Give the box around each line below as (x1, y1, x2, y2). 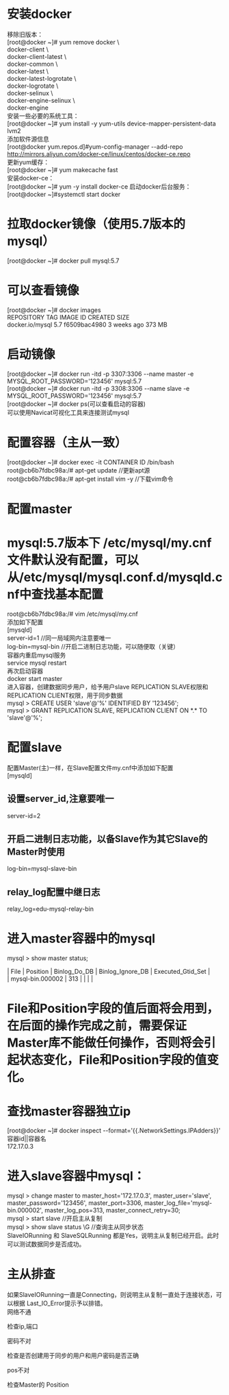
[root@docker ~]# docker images (7, 306, 101, 314)
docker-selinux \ (7, 88, 53, 97)
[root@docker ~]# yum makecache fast (7, 165, 118, 174)
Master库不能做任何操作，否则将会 (7, 1035, 204, 1051)
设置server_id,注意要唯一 (7, 793, 114, 804)
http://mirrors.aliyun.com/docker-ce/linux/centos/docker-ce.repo (7, 150, 191, 158)
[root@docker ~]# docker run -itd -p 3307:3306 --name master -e (7, 370, 194, 378)
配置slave (7, 740, 63, 755)
